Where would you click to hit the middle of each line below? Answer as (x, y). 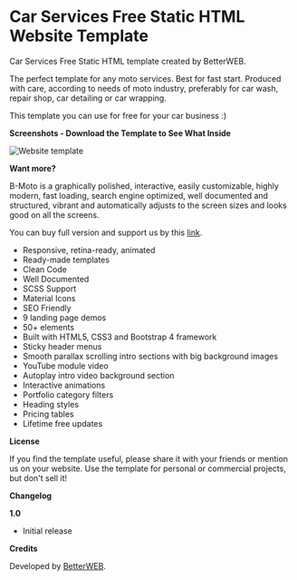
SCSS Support (49, 289)
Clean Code (45, 269)
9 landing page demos (64, 317)
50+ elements (48, 327)
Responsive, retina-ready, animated (89, 250)
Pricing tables (48, 414)
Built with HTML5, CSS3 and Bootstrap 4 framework (120, 337)
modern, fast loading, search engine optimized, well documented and (139, 195)
